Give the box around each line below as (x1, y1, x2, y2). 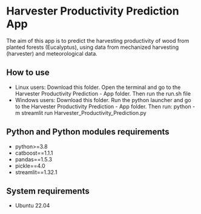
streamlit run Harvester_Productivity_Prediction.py (21, 109, 147, 116)
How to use (6, 68, 50, 78)
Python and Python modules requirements (6, 127, 170, 137)
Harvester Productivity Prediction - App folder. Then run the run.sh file (15, 89, 191, 97)
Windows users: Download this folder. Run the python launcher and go (15, 96, 192, 103)
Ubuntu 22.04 (15, 202, 50, 209)
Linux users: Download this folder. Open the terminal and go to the (15, 83, 181, 91)
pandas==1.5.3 (15, 155, 53, 163)
